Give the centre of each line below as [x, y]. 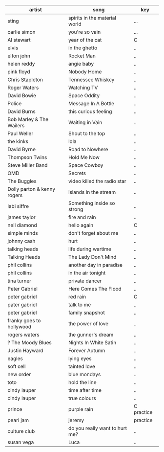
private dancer [85, 281]
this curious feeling [90, 111]
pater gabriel [22, 305]
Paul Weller [20, 133]
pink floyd [19, 72]
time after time [85, 390]
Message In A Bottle [91, 103]
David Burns [21, 111]
